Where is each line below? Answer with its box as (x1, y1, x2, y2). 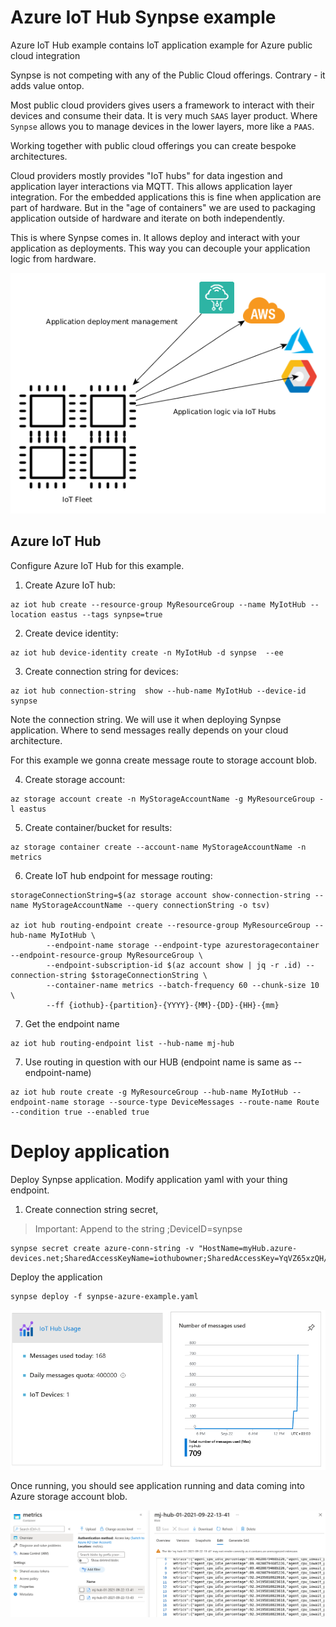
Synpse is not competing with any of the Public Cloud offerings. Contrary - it (10, 69, 326, 81)
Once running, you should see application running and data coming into (10, 1480, 305, 1492)
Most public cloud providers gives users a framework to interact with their (10, 99, 315, 111)
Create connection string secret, (24, 1203, 159, 1215)
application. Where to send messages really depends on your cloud (10, 724, 289, 736)
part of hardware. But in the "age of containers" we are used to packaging (10, 201, 316, 213)
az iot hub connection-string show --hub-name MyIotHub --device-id (10, 686, 307, 696)
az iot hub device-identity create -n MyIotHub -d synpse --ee (10, 647, 284, 658)
